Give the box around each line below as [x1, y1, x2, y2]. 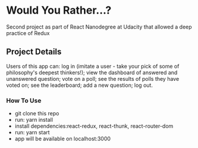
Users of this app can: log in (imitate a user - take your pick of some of [6, 62, 180, 70]
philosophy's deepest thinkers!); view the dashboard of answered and [6, 69, 178, 76]
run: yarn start [14, 129, 50, 136]
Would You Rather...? [6, 4, 112, 17]
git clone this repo [14, 110, 59, 117]
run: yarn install [14, 116, 54, 124]
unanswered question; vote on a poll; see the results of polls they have [6, 75, 180, 82]
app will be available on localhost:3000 [14, 135, 111, 143]
